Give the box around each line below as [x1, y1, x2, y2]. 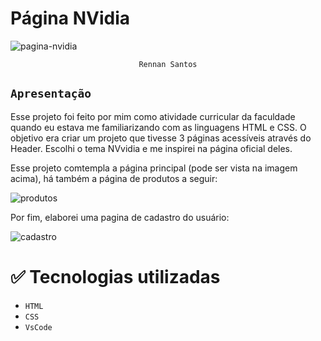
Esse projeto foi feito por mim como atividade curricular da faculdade [10, 110, 296, 122]
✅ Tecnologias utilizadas [10, 265, 221, 288]
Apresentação [10, 87, 92, 101]
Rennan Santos [138, 59, 198, 69]
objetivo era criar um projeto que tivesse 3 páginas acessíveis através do [10, 132, 312, 144]
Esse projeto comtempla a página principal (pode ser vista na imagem [10, 162, 298, 174]
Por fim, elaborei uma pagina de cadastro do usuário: [10, 211, 230, 223]
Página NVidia [10, 7, 130, 30]
